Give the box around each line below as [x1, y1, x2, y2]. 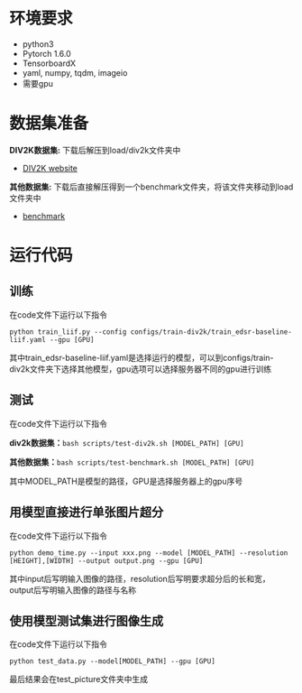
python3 [22, 38, 54, 50]
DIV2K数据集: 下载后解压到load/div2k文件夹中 [9, 144, 181, 155]
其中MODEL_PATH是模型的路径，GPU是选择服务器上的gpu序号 [9, 476, 243, 486]
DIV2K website [22, 162, 78, 173]
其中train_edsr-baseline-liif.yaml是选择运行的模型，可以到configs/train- [9, 352, 274, 363]
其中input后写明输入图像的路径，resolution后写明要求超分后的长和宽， [9, 573, 270, 584]
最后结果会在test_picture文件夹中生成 [9, 674, 149, 685]
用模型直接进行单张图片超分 [9, 504, 164, 520]
